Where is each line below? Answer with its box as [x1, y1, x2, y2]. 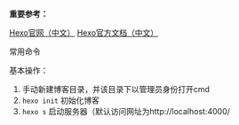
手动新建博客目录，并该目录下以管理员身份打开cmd [21, 84, 211, 94]
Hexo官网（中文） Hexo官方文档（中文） [9, 27, 158, 38]
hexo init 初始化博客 [21, 95, 100, 105]
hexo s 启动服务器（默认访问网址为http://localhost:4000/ [21, 106, 231, 116]
